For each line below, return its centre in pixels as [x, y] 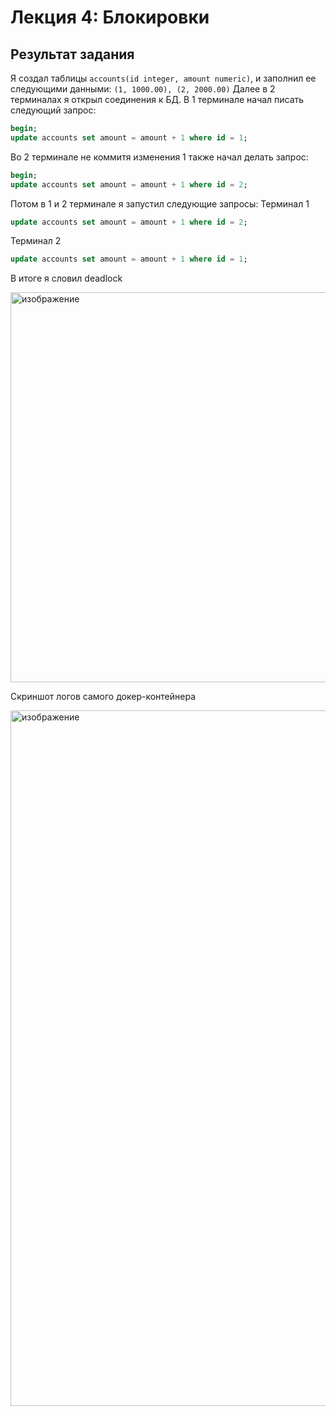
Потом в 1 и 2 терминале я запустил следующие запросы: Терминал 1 [160, 203]
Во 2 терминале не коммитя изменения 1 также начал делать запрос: [159, 157]
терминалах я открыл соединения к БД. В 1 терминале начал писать [157, 99]
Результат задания [72, 54]
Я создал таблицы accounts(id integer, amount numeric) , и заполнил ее [163, 78]
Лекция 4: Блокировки [110, 17]
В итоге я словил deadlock [66, 278]
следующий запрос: [53, 110]
